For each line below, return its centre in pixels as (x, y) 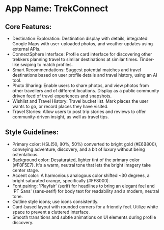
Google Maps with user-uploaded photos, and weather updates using (82, 44)
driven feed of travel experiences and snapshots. (62, 96)
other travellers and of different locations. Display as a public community (86, 91)
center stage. (26, 170)
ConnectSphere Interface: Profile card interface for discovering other (82, 54)
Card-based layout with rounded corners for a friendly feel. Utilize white (85, 206)
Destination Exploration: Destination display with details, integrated (80, 38)
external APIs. (26, 49)
